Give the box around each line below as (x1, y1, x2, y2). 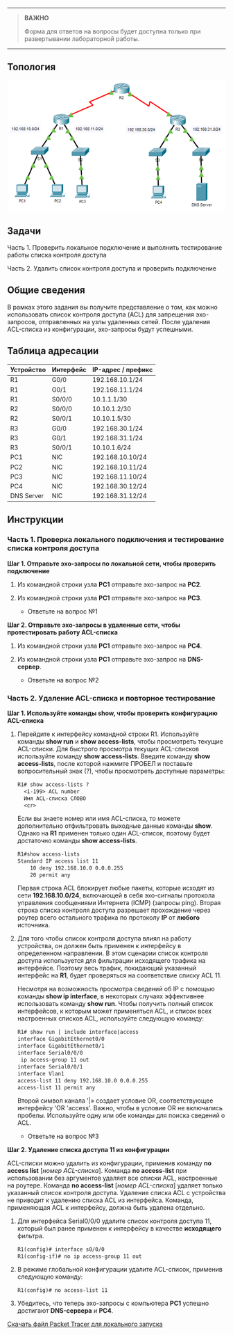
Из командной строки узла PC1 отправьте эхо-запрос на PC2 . (17, 580, 202, 589)
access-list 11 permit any (17, 1084, 96, 1091)
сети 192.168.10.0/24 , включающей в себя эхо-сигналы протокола (17, 891, 216, 900)
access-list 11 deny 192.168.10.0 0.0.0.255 (17, 1077, 148, 1084)
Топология (7, 61, 56, 73)
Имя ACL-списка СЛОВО (24, 794, 87, 802)
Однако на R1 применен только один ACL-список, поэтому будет (17, 829, 210, 837)
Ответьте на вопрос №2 (27, 676, 99, 684)
